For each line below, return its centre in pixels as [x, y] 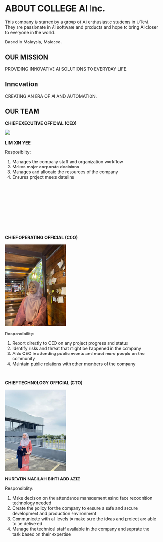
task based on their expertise [41, 534]
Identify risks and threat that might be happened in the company [76, 348]
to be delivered [27, 523]
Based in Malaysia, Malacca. [34, 42]
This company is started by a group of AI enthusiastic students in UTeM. [77, 22]
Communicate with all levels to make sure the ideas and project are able [84, 519]
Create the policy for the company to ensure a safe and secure [75, 508]
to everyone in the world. [30, 32]
